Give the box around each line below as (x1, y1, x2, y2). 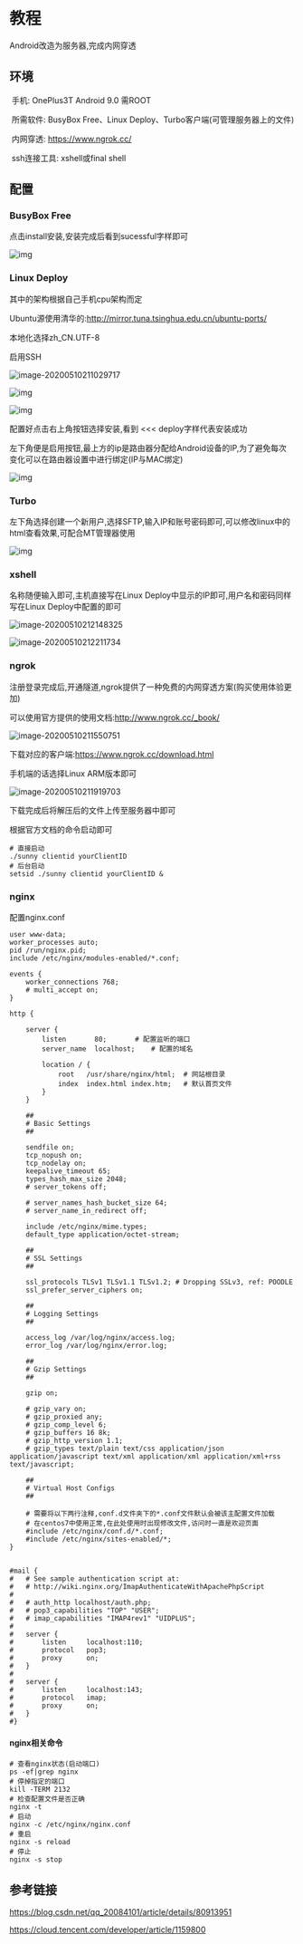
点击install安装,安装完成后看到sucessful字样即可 (9, 231, 188, 242)
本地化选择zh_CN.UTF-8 (9, 332, 100, 342)
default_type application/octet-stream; (25, 1229, 180, 1239)
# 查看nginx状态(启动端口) (9, 1759, 100, 1769)
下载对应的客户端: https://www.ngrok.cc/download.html (9, 748, 214, 759)
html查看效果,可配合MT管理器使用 (9, 527, 136, 539)
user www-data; (9, 929, 67, 938)
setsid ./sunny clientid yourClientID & (9, 869, 165, 879)
